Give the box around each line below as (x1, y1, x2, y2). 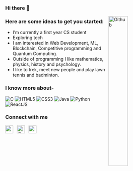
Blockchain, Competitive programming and (12, 45, 102, 52)
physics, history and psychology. (12, 61, 82, 67)
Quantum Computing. (12, 51, 57, 57)
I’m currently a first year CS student (12, 30, 87, 36)
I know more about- (5, 85, 54, 92)
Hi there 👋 (5, 5, 30, 12)
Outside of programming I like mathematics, (12, 56, 104, 62)
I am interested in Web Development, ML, (12, 40, 98, 46)
